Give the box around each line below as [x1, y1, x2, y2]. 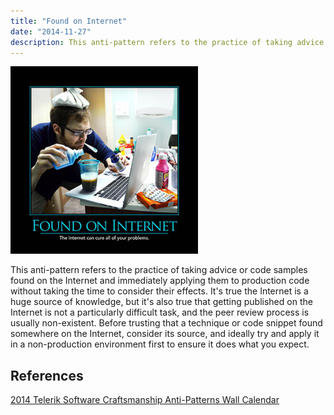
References [10, 367, 84, 384]
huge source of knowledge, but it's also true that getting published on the [10, 296, 313, 308]
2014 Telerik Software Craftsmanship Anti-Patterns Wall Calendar [10, 394, 280, 406]
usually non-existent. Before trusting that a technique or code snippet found [10, 317, 323, 329]
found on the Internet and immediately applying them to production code [10, 275, 310, 287]
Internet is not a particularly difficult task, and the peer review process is [10, 306, 310, 319]
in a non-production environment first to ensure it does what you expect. [10, 338, 310, 350]
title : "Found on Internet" [10, 16, 128, 26]
